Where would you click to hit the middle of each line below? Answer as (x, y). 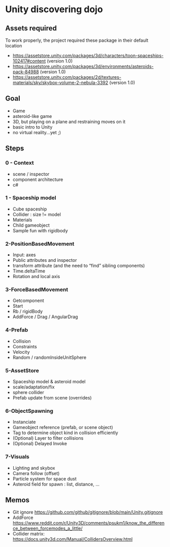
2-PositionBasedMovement (40, 244)
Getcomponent (28, 300)
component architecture (38, 179)
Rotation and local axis (36, 277)
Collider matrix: (28, 534)
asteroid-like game (32, 116)
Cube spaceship (30, 209)
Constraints (25, 346)
